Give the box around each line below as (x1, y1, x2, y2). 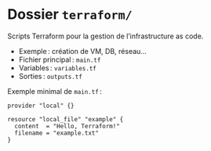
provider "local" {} (7, 102, 75, 110)
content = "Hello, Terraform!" (14, 122, 121, 130)
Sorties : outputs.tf (18, 71, 83, 81)
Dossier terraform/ (7, 5, 133, 23)
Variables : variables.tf (18, 63, 97, 72)
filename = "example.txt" (14, 129, 100, 137)
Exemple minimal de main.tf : (7, 86, 103, 95)
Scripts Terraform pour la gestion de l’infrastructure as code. (7, 31, 204, 41)
